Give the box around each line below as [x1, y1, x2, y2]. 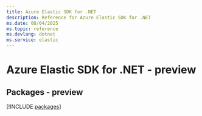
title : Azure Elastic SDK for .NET [6, 8, 97, 15]
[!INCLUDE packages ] [6, 103, 61, 110]
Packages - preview [6, 87, 83, 97]
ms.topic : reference [6, 25, 59, 32]
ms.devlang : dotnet [6, 31, 56, 37]
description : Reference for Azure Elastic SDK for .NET [6, 14, 151, 21]
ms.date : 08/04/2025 [6, 20, 59, 26]
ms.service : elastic [6, 37, 59, 43]
